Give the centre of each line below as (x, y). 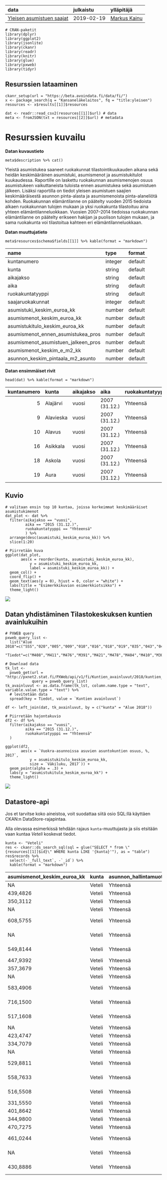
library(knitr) (21, 56)
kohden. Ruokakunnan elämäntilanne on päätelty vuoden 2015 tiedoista (78, 201)
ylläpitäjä (121, 10)
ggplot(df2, (17, 747)
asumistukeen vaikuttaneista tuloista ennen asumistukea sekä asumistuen (81, 185)
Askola (53, 460)
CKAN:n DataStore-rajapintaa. (36, 819)
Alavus (53, 431)
